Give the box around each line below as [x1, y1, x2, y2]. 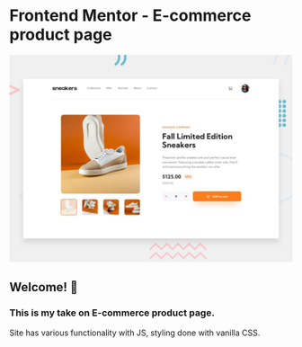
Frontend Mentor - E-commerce [9, 5, 252, 26]
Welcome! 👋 [9, 280, 78, 295]
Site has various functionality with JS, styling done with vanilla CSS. [9, 327, 261, 338]
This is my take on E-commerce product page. [9, 307, 216, 319]
